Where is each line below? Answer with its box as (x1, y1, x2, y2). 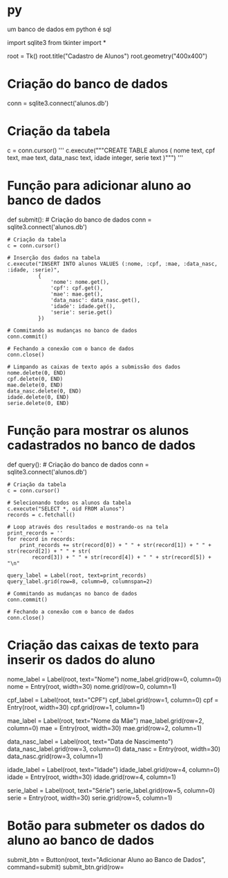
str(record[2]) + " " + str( (7, 548, 91, 555)
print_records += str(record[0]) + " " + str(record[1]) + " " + (19, 541, 212, 548)
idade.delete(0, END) (7, 393, 70, 400)
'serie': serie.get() (50, 309, 113, 316)
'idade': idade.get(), (50, 303, 116, 310)
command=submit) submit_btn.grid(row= (7, 863, 124, 871)
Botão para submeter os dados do (7, 818, 205, 833)
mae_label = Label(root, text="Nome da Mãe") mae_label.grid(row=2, (7, 716, 205, 725)
